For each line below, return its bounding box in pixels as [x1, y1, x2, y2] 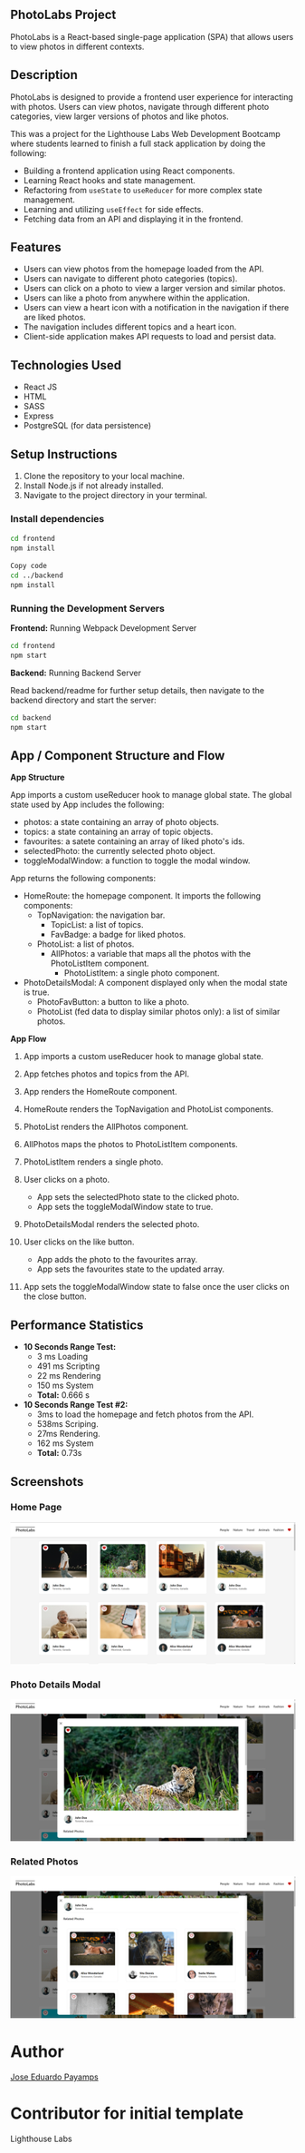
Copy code [10, 562, 48, 571]
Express [23, 410, 54, 421]
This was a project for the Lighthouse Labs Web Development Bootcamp [10, 128, 281, 139]
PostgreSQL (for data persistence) [23, 420, 152, 431]
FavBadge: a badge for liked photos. [50, 929, 186, 940]
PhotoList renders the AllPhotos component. [23, 1121, 189, 1133]
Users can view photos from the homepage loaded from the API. [23, 263, 264, 275]
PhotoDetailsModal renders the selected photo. [23, 1219, 200, 1230]
